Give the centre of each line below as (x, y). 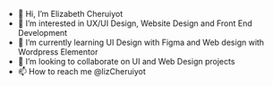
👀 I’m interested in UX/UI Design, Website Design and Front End (135, 23)
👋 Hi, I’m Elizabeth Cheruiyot (70, 14)
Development (43, 33)
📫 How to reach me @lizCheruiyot (81, 71)
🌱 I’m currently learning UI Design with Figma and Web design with (141, 42)
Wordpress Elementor (58, 52)
